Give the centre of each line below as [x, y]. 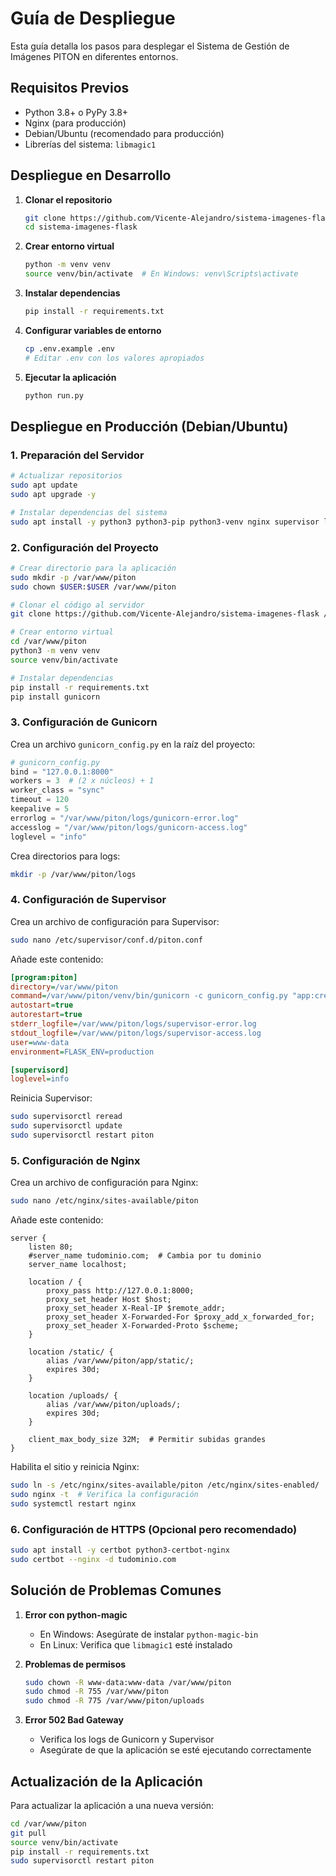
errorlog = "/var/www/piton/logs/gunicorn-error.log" [125, 818]
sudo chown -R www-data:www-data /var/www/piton [128, 1682]
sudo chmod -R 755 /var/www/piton [96, 1692]
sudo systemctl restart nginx [73, 1503]
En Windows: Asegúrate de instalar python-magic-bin [149, 1634]
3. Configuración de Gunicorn [84, 722]
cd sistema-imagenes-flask [81, 227]
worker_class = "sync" [57, 790]
